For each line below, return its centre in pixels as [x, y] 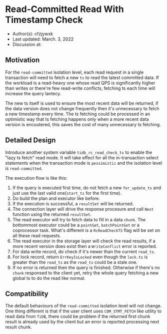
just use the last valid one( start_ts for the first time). [67, 193]
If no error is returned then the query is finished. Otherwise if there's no [86, 267]
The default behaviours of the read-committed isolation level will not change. [83, 306]
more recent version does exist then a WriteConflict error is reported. [85, 246]
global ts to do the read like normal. [49, 278]
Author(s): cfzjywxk [33, 34]
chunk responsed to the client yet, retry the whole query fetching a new [85, 273]
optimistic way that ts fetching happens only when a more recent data [77, 119]
